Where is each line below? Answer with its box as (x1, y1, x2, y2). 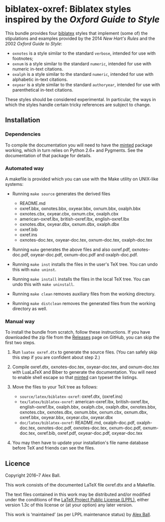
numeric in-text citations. (12, 66, 64, 72)
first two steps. (5, 340, 36, 346)
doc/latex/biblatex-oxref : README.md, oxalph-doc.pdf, (19, 420, 136, 426)
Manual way (5, 318, 35, 325)
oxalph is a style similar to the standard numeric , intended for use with (12, 71, 154, 77)
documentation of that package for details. (5, 152, 92, 158)
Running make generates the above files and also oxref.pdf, (12, 246, 131, 252)
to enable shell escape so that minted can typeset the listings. (12, 375, 138, 381)
